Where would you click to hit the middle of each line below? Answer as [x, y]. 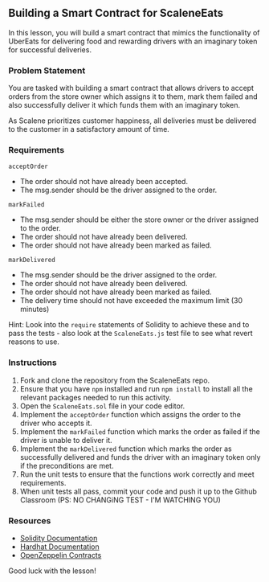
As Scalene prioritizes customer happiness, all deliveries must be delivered [132, 121]
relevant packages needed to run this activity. [96, 397]
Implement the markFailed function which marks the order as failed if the [140, 431]
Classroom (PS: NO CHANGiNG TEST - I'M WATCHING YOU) [120, 500]
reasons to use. [34, 342]
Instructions [33, 363]
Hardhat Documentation [59, 547]
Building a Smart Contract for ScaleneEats [116, 13]
